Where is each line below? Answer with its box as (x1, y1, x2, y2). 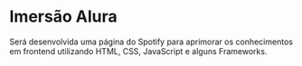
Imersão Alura (9, 6, 118, 27)
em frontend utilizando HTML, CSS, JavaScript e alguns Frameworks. (9, 45, 268, 56)
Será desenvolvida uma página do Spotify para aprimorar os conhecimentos (9, 36, 294, 47)
